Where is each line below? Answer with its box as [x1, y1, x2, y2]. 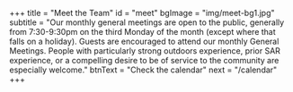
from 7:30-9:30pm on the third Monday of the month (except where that [9, 27, 276, 37]
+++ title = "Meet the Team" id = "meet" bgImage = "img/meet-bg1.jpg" [9, 8, 276, 18]
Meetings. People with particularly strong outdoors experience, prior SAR [9, 46, 281, 56]
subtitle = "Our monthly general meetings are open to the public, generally [9, 17, 285, 28]
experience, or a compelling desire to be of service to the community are [9, 55, 280, 65]
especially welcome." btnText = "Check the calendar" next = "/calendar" [9, 64, 278, 75]
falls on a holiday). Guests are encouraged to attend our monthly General [9, 36, 280, 46]
